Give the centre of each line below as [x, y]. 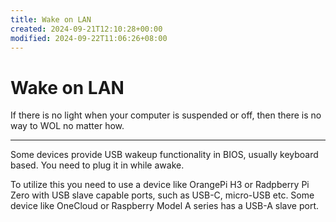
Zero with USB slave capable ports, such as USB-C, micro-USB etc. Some [162, 195]
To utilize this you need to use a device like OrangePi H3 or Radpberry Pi [160, 185]
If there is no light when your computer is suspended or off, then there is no [166, 115]
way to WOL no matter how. [67, 126]
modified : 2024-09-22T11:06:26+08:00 [89, 38]
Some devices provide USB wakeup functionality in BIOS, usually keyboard [164, 155]
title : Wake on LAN [51, 19]
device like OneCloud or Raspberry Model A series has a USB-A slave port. [165, 206]
